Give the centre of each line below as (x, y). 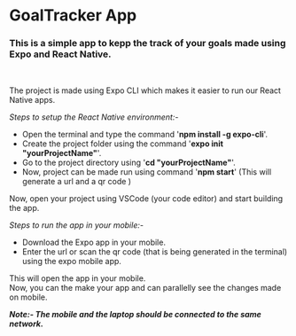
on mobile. (28, 297)
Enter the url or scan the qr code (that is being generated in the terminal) (155, 252)
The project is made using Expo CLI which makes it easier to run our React (145, 90)
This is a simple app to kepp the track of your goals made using (148, 43)
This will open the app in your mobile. (78, 278)
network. (27, 324)
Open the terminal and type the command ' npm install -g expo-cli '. (145, 135)
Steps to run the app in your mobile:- (77, 225)
